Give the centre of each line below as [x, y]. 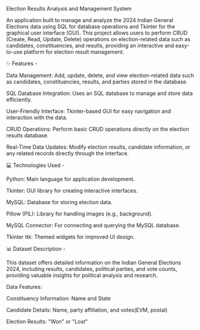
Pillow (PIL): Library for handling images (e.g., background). [80, 214]
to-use [14, 52]
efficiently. [19, 100]
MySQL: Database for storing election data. [59, 202]
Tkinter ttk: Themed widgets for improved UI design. [70, 237]
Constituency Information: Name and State [59, 298]
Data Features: [24, 287]
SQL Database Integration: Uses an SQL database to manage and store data [99, 93]
